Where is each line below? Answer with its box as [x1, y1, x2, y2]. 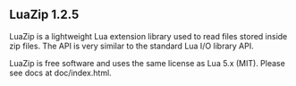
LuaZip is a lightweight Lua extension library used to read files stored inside [9, 30, 288, 41]
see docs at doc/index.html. [9, 67, 112, 78]
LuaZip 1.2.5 [9, 7, 80, 22]
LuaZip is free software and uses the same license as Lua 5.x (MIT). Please [9, 57, 286, 68]
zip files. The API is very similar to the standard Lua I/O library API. [9, 40, 254, 51]
